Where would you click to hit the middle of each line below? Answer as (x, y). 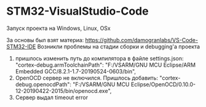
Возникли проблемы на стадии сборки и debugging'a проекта (119, 46)
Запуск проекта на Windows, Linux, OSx (58, 28)
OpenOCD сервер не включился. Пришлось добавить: (87, 78)
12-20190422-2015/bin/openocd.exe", (63, 90)
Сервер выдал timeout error (51, 97)
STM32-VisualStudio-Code (77, 11)
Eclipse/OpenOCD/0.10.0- (163, 84)
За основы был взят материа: (45, 40)
